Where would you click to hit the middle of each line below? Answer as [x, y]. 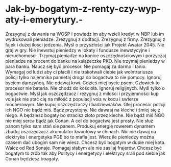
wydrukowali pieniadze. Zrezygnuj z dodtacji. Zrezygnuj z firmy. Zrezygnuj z [85, 39]
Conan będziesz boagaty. [32, 158]
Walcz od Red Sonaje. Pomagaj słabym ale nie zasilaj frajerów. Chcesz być [84, 148]
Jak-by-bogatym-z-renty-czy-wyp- [83, 9]
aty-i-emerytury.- [44, 20]
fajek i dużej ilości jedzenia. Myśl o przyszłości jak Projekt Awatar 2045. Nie [85, 44]
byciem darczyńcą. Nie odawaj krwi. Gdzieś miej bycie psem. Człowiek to [82, 83]
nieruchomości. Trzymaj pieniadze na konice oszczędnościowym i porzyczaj [86, 55]
